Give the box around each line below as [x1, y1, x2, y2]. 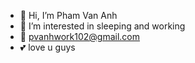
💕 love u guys [19, 41, 76, 53]
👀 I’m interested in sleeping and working [19, 20, 186, 32]
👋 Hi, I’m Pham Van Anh [19, 10, 118, 21]
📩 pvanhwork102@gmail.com [19, 31, 140, 42]
